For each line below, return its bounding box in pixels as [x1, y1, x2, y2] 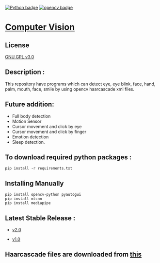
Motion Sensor [12, 118, 42, 124]
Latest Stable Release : [5, 214, 76, 222]
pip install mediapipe [5, 201, 51, 206]
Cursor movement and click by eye [12, 123, 82, 129]
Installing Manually [5, 179, 64, 188]
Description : [5, 68, 45, 76]
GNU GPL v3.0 [5, 54, 34, 59]
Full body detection [12, 113, 51, 119]
